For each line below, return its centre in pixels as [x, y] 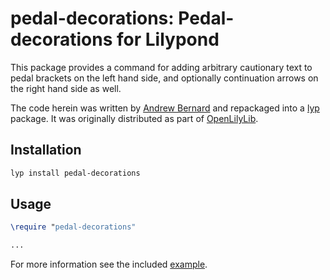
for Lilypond [168, 39]
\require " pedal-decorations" [73, 227]
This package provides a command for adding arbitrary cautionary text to [161, 67]
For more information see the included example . [109, 264]
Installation [46, 150]
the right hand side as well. [66, 88]
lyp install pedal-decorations [75, 173]
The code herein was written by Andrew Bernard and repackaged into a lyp [165, 108]
